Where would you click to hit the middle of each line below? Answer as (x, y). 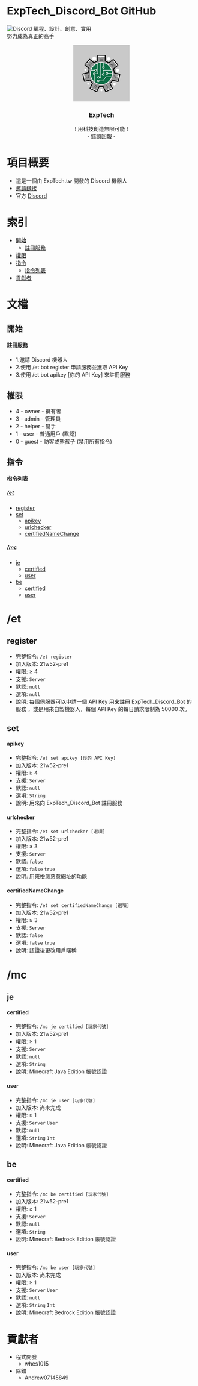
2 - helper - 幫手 (36, 426)
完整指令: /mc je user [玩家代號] (55, 1100)
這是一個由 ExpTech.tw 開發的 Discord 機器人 (71, 181)
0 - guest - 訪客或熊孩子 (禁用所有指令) (64, 441)
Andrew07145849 (46, 1378)
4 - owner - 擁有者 (38, 411)
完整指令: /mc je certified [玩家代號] (62, 1026)
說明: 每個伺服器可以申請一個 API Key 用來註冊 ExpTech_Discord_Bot (100, 701)
